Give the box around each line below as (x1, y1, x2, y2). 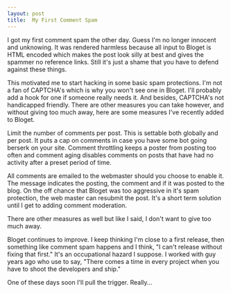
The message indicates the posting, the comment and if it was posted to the (7, 179, 225, 187)
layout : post (7, 10, 45, 17)
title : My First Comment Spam (7, 17, 98, 24)
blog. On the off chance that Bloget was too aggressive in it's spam (7, 186, 200, 195)
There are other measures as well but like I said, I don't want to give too (7, 214, 212, 222)
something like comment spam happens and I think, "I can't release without (7, 242, 223, 251)
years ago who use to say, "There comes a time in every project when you (7, 257, 220, 265)
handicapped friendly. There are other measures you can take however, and (7, 100, 224, 109)
